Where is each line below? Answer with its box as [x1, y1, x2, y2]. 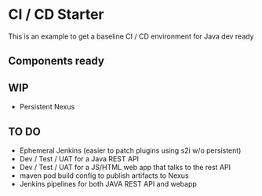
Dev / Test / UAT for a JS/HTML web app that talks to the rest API [19, 162, 231, 172]
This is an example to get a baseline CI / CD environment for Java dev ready [8, 31, 254, 41]
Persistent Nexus [19, 102, 75, 112]
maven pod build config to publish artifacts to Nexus [19, 171, 190, 180]
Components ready [8, 54, 104, 68]
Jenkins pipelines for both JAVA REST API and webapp [19, 179, 198, 188]
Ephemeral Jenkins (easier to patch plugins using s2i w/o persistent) [19, 146, 242, 155]
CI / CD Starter [8, 6, 104, 24]
